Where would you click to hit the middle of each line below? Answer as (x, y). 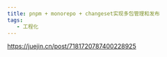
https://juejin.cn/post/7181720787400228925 (72, 47)
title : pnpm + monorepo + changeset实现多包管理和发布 (83, 14)
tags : (15, 20)
